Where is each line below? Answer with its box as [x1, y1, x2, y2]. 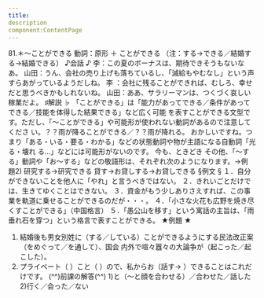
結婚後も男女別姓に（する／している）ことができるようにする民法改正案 [19, 233, 254, 242]
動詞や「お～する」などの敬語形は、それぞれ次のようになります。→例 [21, 156, 248, 166]
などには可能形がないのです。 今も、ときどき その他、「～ [57, 147, 243, 156]
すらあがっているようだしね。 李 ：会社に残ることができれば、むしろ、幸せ [8, 78, 253, 87]
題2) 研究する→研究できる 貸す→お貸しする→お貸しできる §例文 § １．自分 [8, 167, 251, 176]
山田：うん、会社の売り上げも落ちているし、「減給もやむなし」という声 [23, 68, 255, 78]
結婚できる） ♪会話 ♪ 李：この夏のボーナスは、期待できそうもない [21, 58, 238, 68]
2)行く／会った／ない [19, 281, 89, 291]
